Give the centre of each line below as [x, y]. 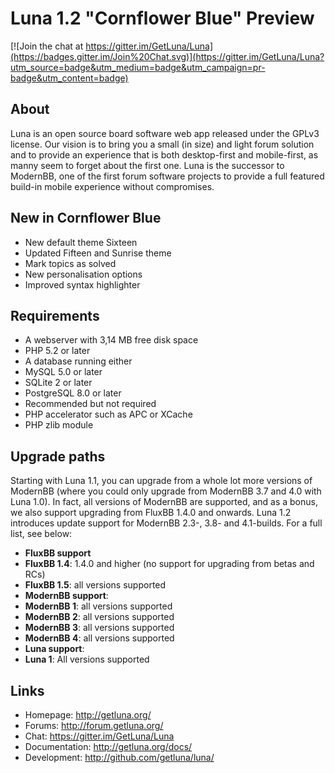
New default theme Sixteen [81, 242]
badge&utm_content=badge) [69, 78]
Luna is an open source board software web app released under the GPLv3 [165, 133]
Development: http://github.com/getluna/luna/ [119, 757]
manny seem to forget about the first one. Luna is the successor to [147, 165]
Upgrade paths [58, 456]
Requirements [55, 315]
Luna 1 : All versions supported [87, 659]
